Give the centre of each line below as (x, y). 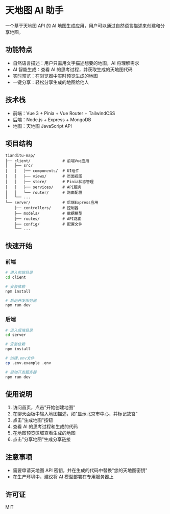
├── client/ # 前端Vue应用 (47, 161)
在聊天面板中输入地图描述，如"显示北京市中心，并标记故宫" (75, 414)
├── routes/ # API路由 (48, 219)
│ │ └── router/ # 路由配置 (44, 193)
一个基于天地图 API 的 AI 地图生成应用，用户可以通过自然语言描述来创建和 (83, 26)
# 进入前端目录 (19, 273)
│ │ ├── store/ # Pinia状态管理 (50, 182)
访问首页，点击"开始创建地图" (44, 408)
